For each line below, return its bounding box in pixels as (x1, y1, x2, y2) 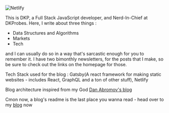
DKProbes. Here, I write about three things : (5, 20, 97, 26)
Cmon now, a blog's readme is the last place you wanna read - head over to (5, 97, 164, 102)
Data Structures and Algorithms (12, 30, 79, 36)
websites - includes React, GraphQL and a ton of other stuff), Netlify (5, 77, 149, 82)
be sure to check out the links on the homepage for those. (5, 62, 127, 67)
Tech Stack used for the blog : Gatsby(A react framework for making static (5, 71, 162, 77)
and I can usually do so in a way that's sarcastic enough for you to (5, 51, 144, 56)
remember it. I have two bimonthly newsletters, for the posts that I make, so (5, 56, 164, 62)
